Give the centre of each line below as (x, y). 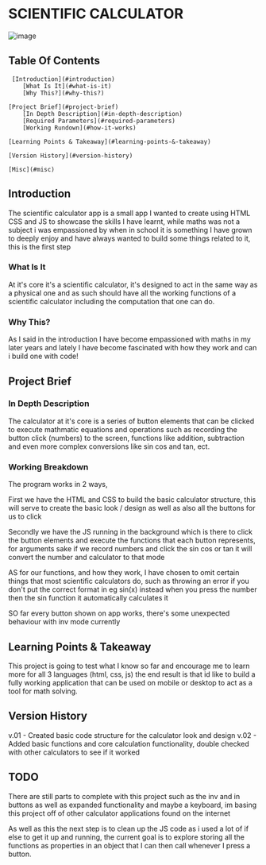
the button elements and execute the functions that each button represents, (132, 540)
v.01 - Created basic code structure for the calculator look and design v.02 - (132, 735)
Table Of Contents (54, 61)
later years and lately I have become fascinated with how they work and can (133, 348)
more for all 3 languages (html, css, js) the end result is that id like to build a (132, 674)
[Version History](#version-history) (71, 156)
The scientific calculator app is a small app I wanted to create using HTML (129, 213)
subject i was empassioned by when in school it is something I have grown (130, 230)
